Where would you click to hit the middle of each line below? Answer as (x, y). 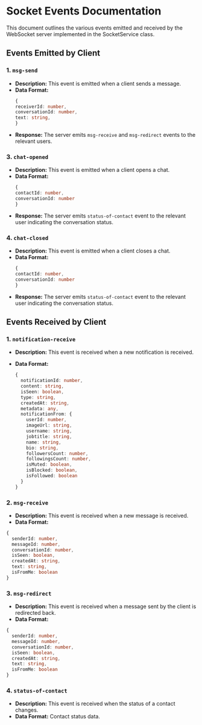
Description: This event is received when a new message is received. (102, 515)
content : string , (43, 386)
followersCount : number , (57, 453)
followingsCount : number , (59, 459)
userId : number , (46, 420)
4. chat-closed (27, 237)
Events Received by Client (56, 322)
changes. (27, 710)
